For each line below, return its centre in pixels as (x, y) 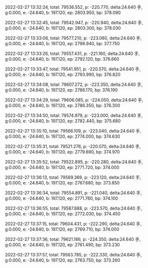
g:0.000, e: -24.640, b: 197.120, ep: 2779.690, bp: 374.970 (62, 152)
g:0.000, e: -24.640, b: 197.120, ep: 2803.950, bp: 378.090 (63, 13)
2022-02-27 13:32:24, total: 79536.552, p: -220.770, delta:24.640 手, (74, 7)
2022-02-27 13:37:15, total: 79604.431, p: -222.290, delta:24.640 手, (73, 224)
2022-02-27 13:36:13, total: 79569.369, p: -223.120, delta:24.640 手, (73, 177)
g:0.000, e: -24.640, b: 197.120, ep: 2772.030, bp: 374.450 (63, 214)
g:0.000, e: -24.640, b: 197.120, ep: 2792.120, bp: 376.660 (62, 59)
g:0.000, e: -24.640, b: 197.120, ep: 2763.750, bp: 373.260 (63, 260)
